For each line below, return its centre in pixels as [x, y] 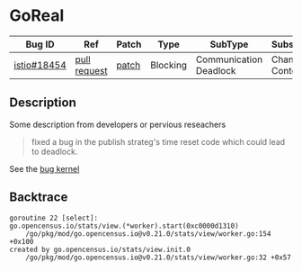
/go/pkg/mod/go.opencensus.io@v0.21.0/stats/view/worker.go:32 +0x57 [159, 257]
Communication [229, 59]
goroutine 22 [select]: [54, 218]
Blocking [168, 65]
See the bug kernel [44, 168]
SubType [229, 44]
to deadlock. [54, 151]
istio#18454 [40, 65]
